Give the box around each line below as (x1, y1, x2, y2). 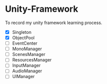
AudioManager (12, 68, 43, 74)
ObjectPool (12, 35, 35, 40)
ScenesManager (12, 52, 45, 57)
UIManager (12, 74, 35, 80)
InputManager (12, 62, 41, 68)
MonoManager (12, 46, 43, 52)
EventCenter (12, 40, 38, 46)
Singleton (12, 29, 32, 35)
